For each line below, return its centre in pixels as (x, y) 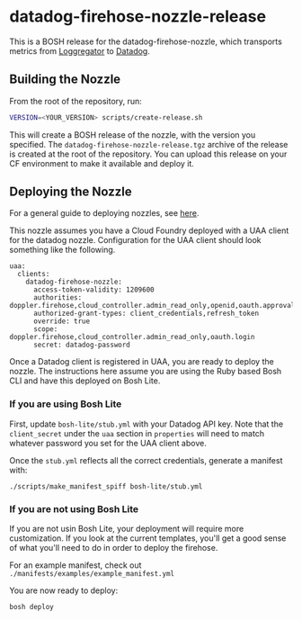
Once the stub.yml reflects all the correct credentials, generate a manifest (146, 460)
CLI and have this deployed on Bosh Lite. (85, 381)
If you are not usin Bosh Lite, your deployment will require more (127, 529)
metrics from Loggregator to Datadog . (80, 50)
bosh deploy (31, 607)
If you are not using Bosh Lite (74, 508)
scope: (45, 329)
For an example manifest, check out (75, 565)
